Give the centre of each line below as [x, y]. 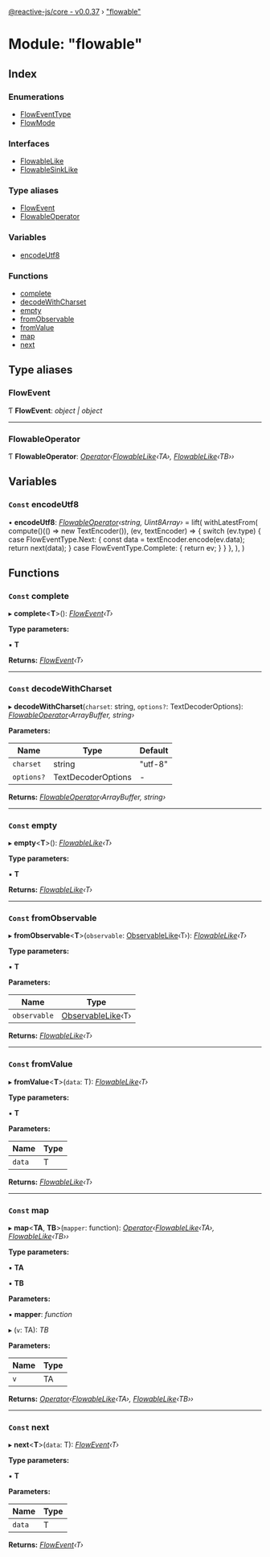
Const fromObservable [53, 918]
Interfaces [29, 143]
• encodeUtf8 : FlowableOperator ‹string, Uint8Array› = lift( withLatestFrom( [133, 522]
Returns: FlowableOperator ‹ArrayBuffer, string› [87, 797]
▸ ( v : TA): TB [29, 1330]
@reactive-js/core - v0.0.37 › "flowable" [75, 12]
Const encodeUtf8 [43, 505]
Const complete [39, 597]
